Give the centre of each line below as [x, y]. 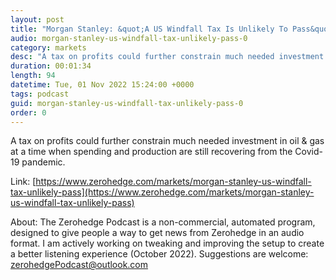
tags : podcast [40, 94]
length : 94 [33, 76]
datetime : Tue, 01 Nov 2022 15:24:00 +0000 [102, 85]
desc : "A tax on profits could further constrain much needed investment [167, 57]
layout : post [37, 19]
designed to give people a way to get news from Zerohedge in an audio [157, 233]
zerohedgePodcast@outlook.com [79, 265]
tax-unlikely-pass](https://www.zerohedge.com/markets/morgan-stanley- [162, 192]
